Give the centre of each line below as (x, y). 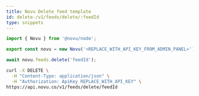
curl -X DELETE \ (28, 71)
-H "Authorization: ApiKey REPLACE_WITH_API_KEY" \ (77, 81)
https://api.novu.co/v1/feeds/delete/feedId (62, 87)
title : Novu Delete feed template (49, 11)
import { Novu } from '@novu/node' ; (51, 39)
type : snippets (25, 22)
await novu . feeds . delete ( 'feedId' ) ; (51, 60)
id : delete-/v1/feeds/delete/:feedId (53, 17)
